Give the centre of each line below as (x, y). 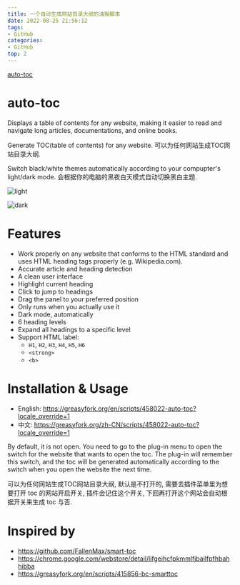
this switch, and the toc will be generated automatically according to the (114, 461)
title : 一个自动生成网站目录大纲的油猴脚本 (64, 14)
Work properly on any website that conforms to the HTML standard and (123, 254)
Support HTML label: (48, 337)
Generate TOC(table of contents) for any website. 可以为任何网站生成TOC (116, 145)
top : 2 (17, 54)
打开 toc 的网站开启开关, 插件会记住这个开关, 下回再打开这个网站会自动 (117, 493)
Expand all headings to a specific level (74, 329)
